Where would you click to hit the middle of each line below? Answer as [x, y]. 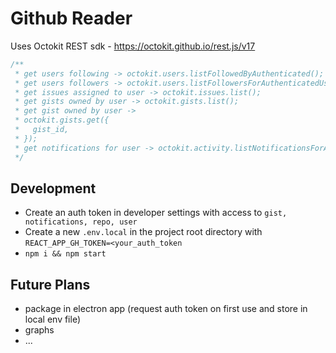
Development [53, 188]
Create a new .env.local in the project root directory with [143, 232]
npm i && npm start [65, 254]
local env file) [53, 319]
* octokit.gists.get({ [62, 120]
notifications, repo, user [81, 222]
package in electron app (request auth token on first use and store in [166, 309]
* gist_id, [42, 130]
